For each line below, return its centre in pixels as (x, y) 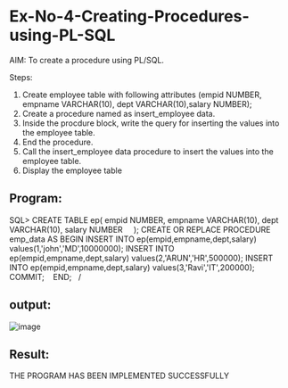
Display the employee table (72, 170)
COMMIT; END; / (45, 277)
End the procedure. (58, 142)
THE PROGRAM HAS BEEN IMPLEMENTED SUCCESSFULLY (119, 376)
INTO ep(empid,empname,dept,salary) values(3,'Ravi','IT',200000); (132, 267)
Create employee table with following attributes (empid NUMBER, (142, 95)
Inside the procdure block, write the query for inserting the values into (151, 123)
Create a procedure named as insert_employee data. (119, 113)
